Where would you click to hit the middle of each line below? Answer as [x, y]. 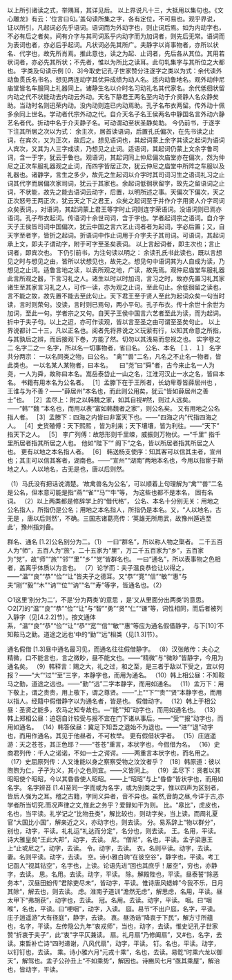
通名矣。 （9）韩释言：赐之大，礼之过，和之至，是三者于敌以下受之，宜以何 [116, 666]
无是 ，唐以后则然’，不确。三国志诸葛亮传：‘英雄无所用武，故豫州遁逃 [106, 518]
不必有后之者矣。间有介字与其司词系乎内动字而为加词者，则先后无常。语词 [113, 36]
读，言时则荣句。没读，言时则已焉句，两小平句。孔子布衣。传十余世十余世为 [116, 304]
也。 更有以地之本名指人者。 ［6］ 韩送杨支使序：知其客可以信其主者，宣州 [115, 452]
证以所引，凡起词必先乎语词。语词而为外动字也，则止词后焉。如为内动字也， [116, 27]
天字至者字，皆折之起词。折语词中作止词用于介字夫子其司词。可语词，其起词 [116, 235]
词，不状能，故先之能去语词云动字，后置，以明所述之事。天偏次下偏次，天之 [116, 192]
